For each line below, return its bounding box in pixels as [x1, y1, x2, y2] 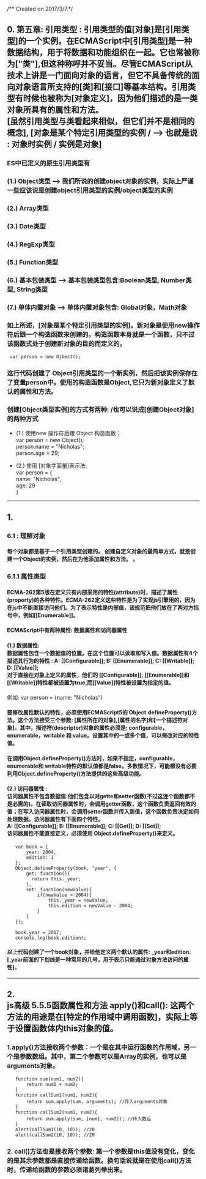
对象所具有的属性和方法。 [7, 105, 103, 115]
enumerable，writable [7, 732, 65, 739]
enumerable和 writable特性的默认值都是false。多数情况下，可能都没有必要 [7, 762, 197, 769]
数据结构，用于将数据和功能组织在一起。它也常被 [7, 47, 192, 58]
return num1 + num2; [26, 1081, 79, 1087]
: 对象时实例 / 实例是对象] [7, 139, 103, 149]
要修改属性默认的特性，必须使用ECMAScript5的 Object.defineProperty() [7, 709, 192, 716]
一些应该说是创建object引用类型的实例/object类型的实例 [7, 186, 173, 195]
